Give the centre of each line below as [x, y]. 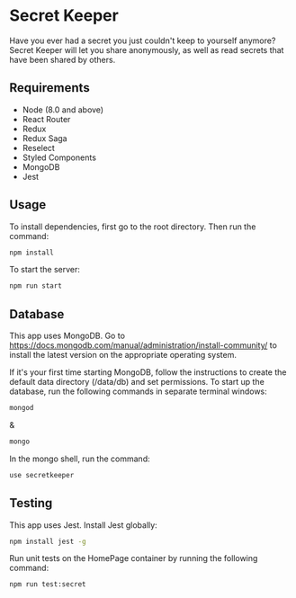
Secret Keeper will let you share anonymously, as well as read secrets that [147, 49]
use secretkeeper [42, 475]
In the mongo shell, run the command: [80, 459]
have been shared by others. [63, 59]
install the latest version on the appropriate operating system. [123, 355]
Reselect [39, 147]
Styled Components [59, 157]
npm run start [36, 286]
